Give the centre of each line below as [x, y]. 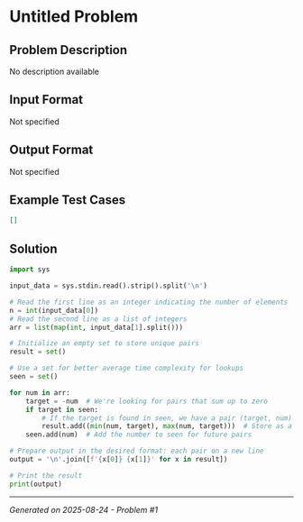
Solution [33, 248]
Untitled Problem [74, 17]
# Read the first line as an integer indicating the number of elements [149, 302]
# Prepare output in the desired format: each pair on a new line [137, 451]
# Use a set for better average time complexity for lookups [127, 368]
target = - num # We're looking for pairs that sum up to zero [147, 401]
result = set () [38, 352]
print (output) [36, 484]
